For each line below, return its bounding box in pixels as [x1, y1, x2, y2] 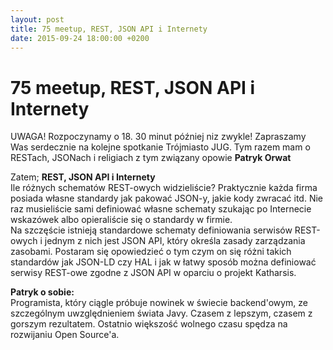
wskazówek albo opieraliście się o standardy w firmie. [10, 214, 233, 226]
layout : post [10, 14, 65, 25]
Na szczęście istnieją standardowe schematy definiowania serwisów [10, 224, 293, 236]
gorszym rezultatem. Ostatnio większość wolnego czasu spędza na [10, 318, 288, 330]
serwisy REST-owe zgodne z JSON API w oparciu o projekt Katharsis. [10, 267, 297, 279]
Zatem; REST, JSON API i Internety [10, 171, 156, 183]
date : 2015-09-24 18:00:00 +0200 [10, 33, 150, 43]
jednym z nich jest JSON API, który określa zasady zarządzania [44, 235, 306, 247]
